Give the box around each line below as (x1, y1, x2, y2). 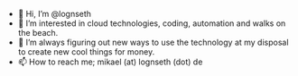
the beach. (17, 28, 59, 38)
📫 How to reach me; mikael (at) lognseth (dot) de (17, 56, 203, 67)
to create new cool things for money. (17, 46, 155, 57)
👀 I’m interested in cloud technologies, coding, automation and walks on (17, 18, 286, 29)
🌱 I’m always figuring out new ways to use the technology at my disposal (17, 37, 289, 47)
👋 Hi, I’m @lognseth (17, 9, 92, 19)
